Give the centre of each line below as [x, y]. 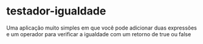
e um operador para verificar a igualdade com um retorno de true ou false [99, 34]
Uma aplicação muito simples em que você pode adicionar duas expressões [102, 28]
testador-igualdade [56, 11]
